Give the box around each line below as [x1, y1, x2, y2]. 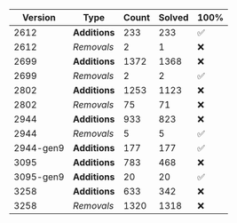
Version [21, 12, 56, 23]
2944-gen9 [13, 142, 65, 154]
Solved [158, 12, 189, 23]
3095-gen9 [13, 171, 65, 183]
